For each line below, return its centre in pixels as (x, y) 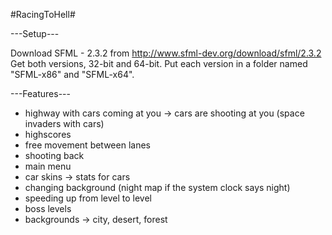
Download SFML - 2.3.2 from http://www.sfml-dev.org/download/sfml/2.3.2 (166, 53)
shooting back (54, 155)
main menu (48, 166)
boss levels (48, 208)
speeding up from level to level (88, 198)
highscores (48, 134)
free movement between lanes (87, 145)
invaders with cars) (64, 123)
